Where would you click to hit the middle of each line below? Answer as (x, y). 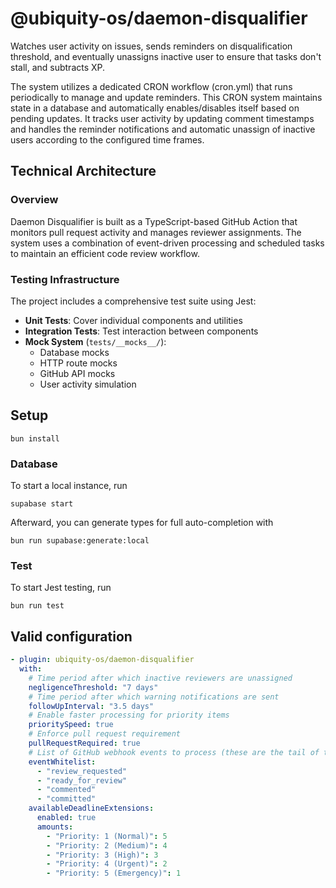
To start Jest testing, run (61, 588)
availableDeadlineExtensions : (91, 808)
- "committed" (66, 799)
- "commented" (66, 790)
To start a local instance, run (69, 486)
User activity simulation (88, 384)
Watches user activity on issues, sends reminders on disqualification (151, 46)
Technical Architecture (83, 171)
